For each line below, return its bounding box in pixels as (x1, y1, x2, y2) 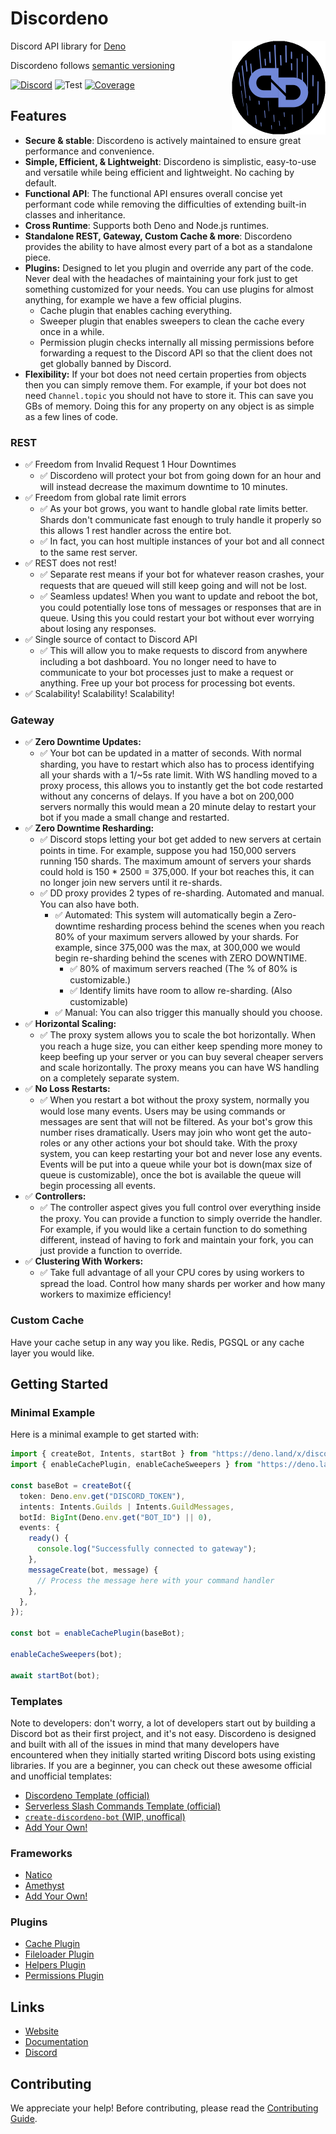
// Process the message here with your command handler (36, 1575, 275, 1586)
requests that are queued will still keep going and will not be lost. (39, 580, 308, 592)
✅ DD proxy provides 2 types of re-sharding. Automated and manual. (39, 887, 325, 899)
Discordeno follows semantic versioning (10, 59, 176, 71)
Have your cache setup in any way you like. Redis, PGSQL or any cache (10, 1336, 305, 1348)
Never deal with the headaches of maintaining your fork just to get (24, 272, 298, 284)
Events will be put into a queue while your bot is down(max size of (39, 1158, 313, 1171)
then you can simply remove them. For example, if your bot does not (24, 378, 307, 391)
